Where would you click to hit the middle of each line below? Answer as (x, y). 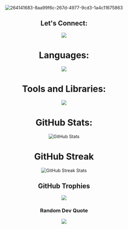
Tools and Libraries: (64, 89)
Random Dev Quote (64, 211)
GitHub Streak (64, 156)
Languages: (64, 55)
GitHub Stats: (64, 122)
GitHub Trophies (64, 186)
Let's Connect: (64, 23)
